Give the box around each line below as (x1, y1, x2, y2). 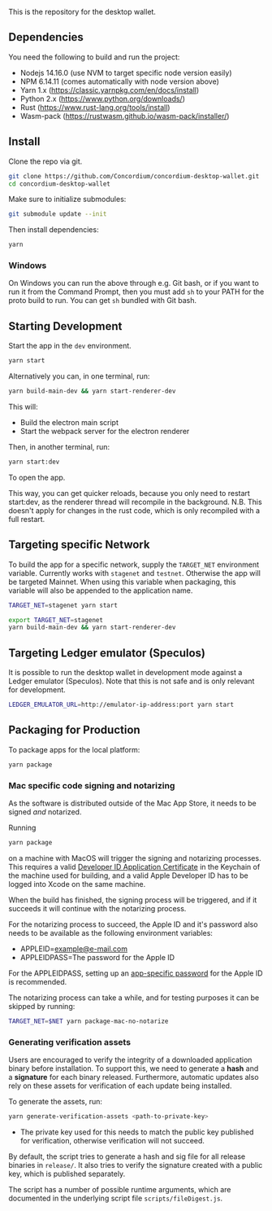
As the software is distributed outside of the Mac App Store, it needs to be (8, 798, 257, 808)
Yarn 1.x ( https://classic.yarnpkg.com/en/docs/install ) (19, 85, 200, 94)
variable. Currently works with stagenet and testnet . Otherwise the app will (8, 568, 261, 577)
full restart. (8, 514, 45, 524)
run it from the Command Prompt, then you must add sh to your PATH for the (8, 287, 265, 296)
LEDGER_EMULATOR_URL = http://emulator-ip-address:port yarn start (8, 700, 234, 709)
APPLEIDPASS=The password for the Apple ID (19, 952, 175, 962)
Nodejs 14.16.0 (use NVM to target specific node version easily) (19, 68, 233, 77)
